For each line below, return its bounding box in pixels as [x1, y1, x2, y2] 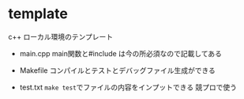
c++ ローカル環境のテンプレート [8, 32, 114, 41]
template [8, 5, 69, 23]
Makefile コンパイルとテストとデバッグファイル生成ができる [19, 65, 216, 75]
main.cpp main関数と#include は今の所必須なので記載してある [19, 48, 223, 58]
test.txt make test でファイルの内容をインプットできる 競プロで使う [19, 82, 238, 92]
